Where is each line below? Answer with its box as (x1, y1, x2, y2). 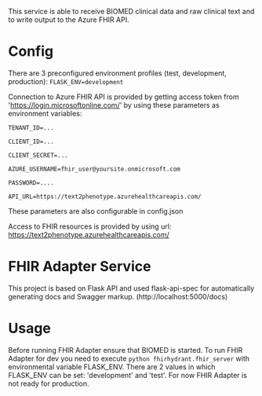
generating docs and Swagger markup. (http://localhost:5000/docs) (8, 291, 228, 301)
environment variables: (8, 108, 82, 118)
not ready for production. (8, 379, 89, 388)
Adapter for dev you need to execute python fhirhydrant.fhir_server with (8, 354, 249, 363)
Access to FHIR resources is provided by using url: (8, 222, 172, 231)
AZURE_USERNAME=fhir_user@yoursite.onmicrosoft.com (8, 165, 180, 173)
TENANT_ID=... (8, 123, 55, 132)
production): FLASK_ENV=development (8, 76, 124, 86)
